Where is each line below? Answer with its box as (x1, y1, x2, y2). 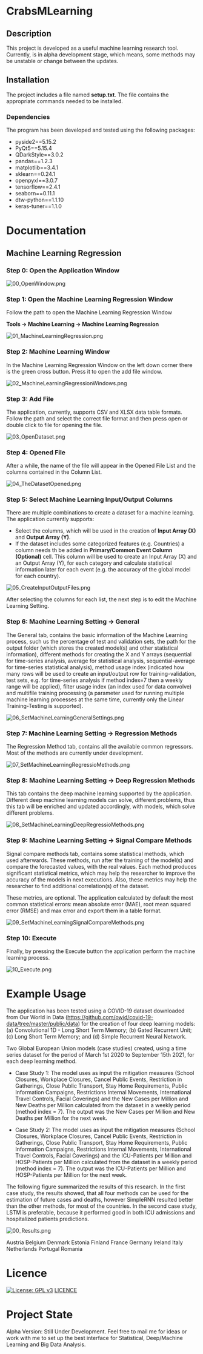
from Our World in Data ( (6, 1013, 68, 1020)
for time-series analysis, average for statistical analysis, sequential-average (6, 657, 195, 664)
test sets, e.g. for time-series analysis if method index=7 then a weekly (6, 676, 183, 684)
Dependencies (6, 112, 50, 121)
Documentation (6, 224, 87, 238)
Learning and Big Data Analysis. (6, 1341, 86, 1348)
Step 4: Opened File (6, 448, 65, 456)
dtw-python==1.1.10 (15, 196, 64, 204)
